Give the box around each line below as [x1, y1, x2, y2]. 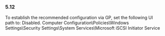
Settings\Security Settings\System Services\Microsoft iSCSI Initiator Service [5, 25, 160, 31]
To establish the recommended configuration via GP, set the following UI [5, 15, 153, 21]
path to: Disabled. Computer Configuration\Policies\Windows [5, 20, 129, 26]
